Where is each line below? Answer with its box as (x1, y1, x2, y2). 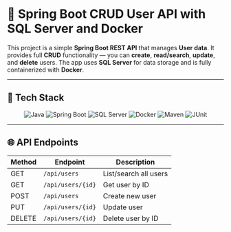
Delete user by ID (102, 213, 159, 223)
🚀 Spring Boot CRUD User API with (7, 6, 206, 22)
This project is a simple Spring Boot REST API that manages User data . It (7, 43, 214, 52)
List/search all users (102, 169, 168, 178)
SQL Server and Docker (7, 21, 143, 36)
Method (10, 157, 37, 167)
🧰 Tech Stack (7, 92, 65, 104)
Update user (102, 202, 143, 212)
